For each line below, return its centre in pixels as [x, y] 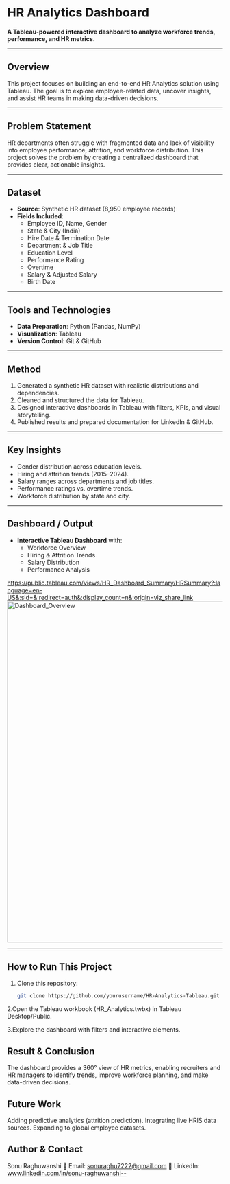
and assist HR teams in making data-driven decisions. [83, 98]
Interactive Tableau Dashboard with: [69, 540]
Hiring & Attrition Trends [61, 555]
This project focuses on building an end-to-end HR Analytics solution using [113, 83]
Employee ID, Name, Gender [67, 224]
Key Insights [34, 450]
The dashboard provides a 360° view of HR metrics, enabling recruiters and [114, 1068]
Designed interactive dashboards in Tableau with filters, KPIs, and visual [119, 407]
